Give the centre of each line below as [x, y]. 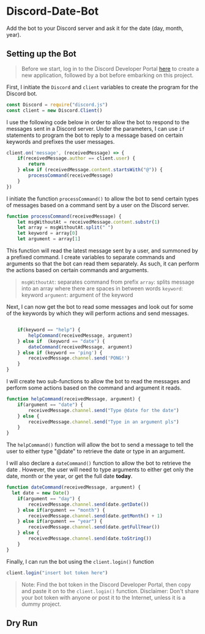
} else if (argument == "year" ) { [60, 522]
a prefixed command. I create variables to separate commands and [91, 257]
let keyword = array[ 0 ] [48, 234]
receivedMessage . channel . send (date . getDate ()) [89, 504]
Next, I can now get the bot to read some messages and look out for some [100, 307]
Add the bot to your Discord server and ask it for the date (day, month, [95, 28]
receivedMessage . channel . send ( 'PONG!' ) [79, 358]
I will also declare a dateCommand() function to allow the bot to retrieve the [99, 463]
